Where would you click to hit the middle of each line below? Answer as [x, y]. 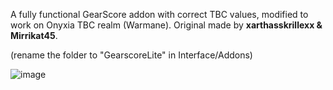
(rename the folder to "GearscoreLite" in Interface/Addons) [131, 55]
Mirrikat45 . [34, 35]
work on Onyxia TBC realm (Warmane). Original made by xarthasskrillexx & [166, 25]
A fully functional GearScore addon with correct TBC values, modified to [159, 14]
